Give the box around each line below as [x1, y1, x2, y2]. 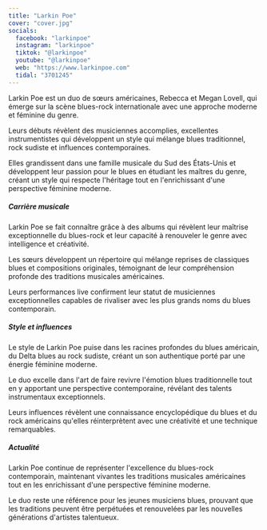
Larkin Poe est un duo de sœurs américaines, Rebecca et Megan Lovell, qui [8, 93, 257, 102]
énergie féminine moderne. [8, 359, 98, 369]
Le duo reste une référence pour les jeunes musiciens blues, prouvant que [8, 495, 253, 504]
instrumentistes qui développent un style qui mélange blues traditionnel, [8, 133, 246, 144]
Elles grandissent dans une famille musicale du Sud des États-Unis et [8, 157, 237, 168]
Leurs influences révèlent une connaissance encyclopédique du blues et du [8, 407, 257, 416]
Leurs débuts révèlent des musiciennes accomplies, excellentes [8, 126, 219, 135]
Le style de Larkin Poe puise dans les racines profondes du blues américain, [8, 342, 260, 352]
